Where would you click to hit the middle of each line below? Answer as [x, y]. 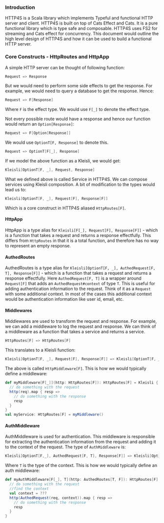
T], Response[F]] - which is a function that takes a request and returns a [78, 273]
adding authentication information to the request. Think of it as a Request [78, 289]
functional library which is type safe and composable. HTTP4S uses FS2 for [81, 28]
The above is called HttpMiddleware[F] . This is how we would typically [76, 368]
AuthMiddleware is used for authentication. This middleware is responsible [80, 437]
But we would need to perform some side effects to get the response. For [79, 86]
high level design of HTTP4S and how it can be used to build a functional [78, 39]
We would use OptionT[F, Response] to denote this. [57, 143]
